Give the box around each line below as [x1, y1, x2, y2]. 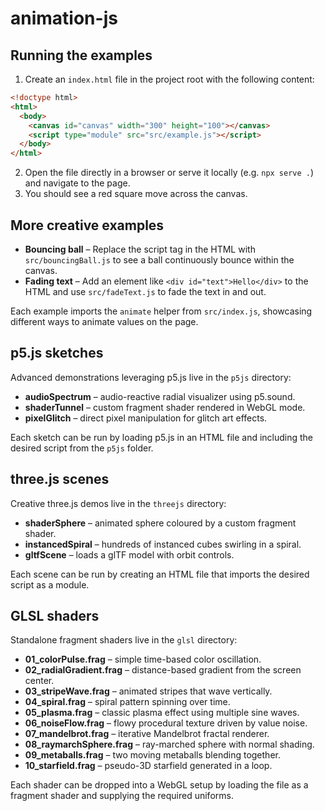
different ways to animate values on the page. [10, 315, 199, 327]
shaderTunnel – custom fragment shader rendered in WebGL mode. [24, 401, 306, 413]
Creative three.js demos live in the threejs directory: [10, 497, 227, 509]
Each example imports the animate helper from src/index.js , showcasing [10, 305, 313, 317]
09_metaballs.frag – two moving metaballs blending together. [24, 749, 281, 761]
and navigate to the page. [24, 177, 131, 189]
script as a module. [10, 578, 90, 591]
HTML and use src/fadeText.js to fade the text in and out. [24, 285, 267, 297]
